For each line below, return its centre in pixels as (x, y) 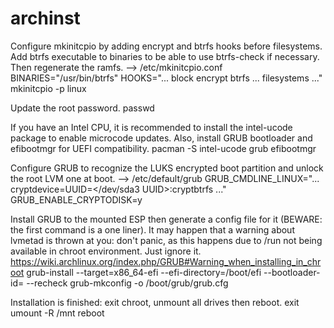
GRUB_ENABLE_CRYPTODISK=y (76, 199)
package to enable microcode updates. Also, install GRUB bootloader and (161, 138)
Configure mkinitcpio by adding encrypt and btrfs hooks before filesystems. (166, 46)
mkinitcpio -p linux (48, 88)
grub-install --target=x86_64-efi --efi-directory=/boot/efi (144, 272)
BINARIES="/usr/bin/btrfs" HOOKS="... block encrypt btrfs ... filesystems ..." (166, 78)
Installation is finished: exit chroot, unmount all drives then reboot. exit (155, 302)
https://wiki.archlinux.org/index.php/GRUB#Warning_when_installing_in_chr (166, 261)
